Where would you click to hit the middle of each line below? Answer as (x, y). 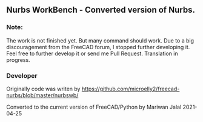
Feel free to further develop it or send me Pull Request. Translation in (92, 53)
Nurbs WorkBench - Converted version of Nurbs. (101, 10)
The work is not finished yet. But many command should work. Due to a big (100, 40)
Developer (22, 75)
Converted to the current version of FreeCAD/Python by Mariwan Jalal (94, 107)
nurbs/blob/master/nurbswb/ (42, 95)
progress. (18, 59)
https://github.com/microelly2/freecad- (131, 89)
